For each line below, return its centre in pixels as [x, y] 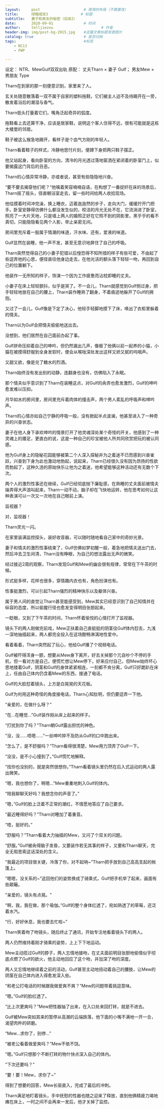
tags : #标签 [49, 41]
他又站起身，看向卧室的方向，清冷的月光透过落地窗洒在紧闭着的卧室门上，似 [82, 160]
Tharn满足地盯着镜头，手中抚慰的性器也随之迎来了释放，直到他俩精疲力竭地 [82, 1095]
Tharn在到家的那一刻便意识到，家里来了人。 [50, 85]
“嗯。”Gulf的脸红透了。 [27, 996]
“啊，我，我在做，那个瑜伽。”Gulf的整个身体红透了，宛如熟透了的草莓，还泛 [81, 905]
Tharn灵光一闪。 [22, 527]
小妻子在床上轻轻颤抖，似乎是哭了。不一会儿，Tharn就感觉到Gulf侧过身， [79, 286]
